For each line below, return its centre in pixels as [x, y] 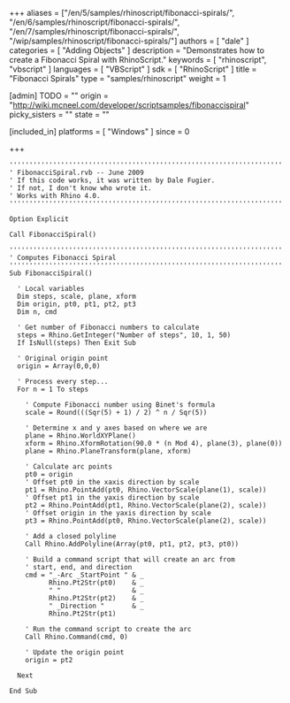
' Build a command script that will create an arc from [130, 560]
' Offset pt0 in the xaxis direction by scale [112, 482]
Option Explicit [39, 219]
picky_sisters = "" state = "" [60, 115]
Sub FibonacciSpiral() [51, 273]
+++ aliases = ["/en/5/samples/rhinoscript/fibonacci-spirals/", [122, 13]
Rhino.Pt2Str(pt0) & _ [96, 583]
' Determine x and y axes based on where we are [116, 428]
